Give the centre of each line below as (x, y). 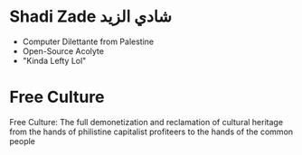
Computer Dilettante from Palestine (88, 41)
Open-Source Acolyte (63, 50)
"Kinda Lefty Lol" (54, 60)
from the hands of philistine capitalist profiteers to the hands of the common (151, 132)
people (23, 141)
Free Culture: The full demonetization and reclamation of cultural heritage (146, 122)
